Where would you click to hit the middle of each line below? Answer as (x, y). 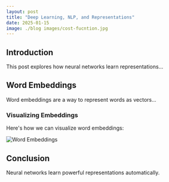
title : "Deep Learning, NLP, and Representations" (70, 17)
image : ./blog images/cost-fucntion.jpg (57, 28)
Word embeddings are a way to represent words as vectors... (81, 99)
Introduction (30, 52)
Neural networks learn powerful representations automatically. (83, 172)
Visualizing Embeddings (42, 115)
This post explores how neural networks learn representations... (85, 67)
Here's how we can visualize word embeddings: (65, 128)
